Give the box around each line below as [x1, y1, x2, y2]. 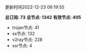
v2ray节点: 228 [12, 37, 43, 42]
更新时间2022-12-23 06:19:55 [5, 4, 65, 10]
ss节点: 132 [12, 31, 35, 36]
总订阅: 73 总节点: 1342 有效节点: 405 [5, 14, 81, 20]
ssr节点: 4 [12, 43, 33, 48]
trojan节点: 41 [12, 25, 39, 30]
